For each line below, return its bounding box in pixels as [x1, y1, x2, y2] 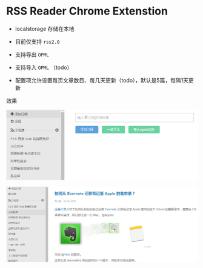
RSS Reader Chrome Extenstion [6, 4, 168, 18]
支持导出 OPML [15, 50, 50, 58]
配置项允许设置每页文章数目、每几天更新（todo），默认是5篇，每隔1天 [15, 76, 189, 84]
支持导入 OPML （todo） [15, 64, 73, 71]
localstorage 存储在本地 [15, 25, 75, 32]
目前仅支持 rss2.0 [15, 38, 60, 45]
